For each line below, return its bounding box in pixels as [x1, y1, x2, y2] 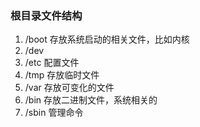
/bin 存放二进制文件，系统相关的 [24, 94, 158, 106]
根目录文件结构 [10, 8, 83, 22]
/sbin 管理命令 [24, 107, 84, 119]
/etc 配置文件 [24, 57, 80, 69]
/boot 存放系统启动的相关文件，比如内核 [24, 33, 190, 46]
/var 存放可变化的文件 [24, 82, 115, 94]
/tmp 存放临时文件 [24, 69, 100, 81]
